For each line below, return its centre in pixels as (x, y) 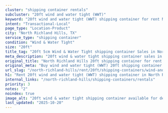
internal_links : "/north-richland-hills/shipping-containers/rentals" (80, 79)
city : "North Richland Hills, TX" (41, 33)
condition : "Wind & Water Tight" (40, 42)
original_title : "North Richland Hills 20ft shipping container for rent (84, 61)
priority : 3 (17, 84)
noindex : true (20, 93)
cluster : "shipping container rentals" (47, 10)
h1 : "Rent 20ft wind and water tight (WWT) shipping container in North (82, 75)
